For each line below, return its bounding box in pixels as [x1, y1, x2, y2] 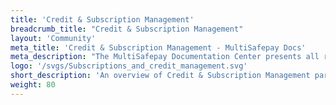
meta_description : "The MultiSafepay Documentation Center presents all [10, 52, 320, 62]
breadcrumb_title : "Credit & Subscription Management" [10, 24, 244, 34]
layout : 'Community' [10, 33, 97, 43]
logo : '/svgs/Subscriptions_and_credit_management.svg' [10, 61, 248, 71]
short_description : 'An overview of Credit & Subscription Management [10, 71, 311, 81]
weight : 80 [10, 80, 56, 90]
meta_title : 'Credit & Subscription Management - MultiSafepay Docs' [10, 42, 307, 53]
